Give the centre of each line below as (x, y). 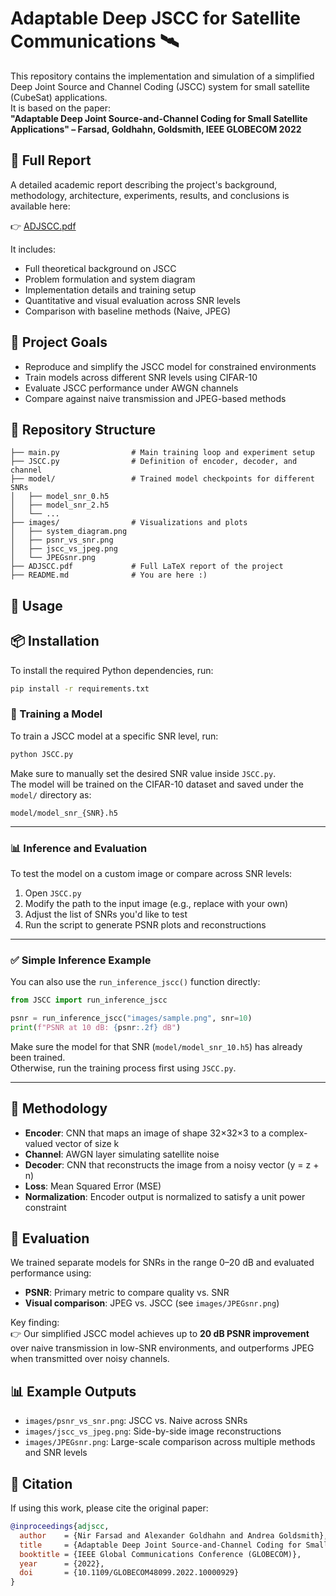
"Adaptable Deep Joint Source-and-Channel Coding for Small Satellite (159, 118)
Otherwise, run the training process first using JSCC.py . (123, 1068)
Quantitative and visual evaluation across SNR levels (132, 300)
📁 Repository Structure (83, 429)
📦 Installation (55, 641)
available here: (40, 206)
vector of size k (87, 1143)
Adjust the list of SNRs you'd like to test (106, 914)
